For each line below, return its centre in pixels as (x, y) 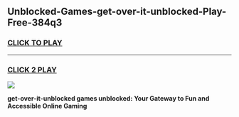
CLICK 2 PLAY (32, 69)
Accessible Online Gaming (47, 106)
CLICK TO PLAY (35, 43)
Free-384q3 (35, 23)
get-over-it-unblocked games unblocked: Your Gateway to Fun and (108, 98)
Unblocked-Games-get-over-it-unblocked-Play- (117, 12)
